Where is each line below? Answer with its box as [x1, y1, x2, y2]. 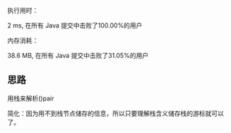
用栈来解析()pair [7, 94, 54, 103]
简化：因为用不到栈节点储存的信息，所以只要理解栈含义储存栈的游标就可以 [7, 109, 224, 117]
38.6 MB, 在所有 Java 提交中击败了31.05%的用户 [7, 52, 149, 59]
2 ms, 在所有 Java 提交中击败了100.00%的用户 [7, 21, 143, 30]
